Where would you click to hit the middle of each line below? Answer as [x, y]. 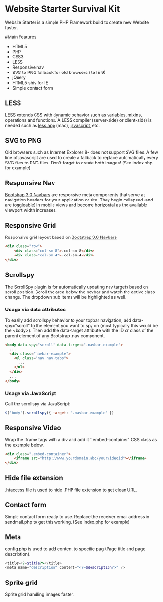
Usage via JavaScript [31, 393]
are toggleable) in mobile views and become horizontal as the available [76, 205]
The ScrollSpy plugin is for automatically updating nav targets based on [77, 287]
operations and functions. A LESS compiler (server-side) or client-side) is [79, 120]
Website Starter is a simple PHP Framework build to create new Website [77, 22]
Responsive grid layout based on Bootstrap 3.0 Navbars [61, 237]
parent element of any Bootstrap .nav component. [55, 336]
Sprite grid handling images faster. [40, 594]
